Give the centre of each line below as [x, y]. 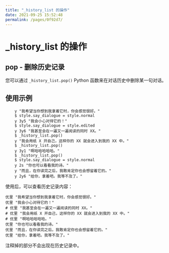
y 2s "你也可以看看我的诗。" [42, 166]
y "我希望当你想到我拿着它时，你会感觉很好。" [57, 111]
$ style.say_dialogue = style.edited [55, 126]
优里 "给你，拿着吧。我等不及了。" [37, 236]
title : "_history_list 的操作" [38, 10]
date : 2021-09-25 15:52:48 [34, 15]
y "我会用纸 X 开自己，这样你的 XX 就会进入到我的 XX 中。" [72, 141]
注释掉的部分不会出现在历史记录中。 [44, 246]
